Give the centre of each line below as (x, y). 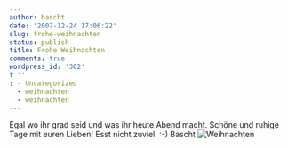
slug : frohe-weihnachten (55, 34)
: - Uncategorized (43, 83)
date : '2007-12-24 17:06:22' (63, 26)
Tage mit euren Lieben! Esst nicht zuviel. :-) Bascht (102, 135)
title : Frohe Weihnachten (57, 51)
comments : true (37, 58)
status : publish (39, 42)
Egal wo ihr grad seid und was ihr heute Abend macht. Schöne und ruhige (144, 125)
